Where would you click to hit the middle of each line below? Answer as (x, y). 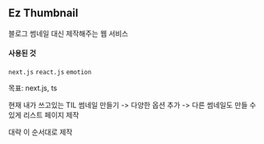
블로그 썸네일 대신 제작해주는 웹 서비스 (68, 33)
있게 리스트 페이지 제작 (44, 115)
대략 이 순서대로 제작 (41, 132)
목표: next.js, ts (33, 88)
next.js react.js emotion (50, 72)
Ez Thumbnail (43, 13)
